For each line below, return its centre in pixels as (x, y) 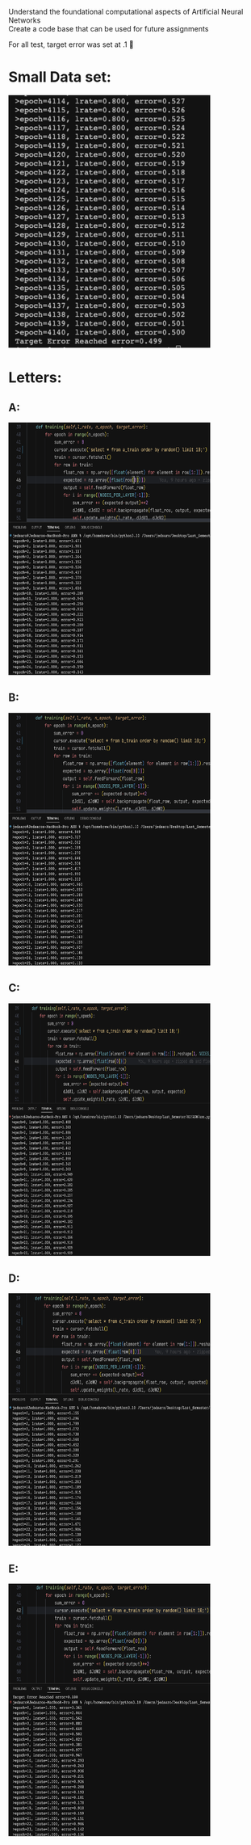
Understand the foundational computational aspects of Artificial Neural (126, 12)
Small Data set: (60, 77)
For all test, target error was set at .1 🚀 (71, 44)
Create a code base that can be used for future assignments (109, 29)
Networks (25, 20)
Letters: (35, 378)
